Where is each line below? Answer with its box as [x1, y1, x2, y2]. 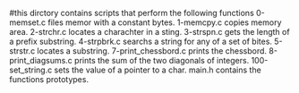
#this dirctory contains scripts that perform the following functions [9, 8, 255, 18]
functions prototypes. [9, 74, 90, 84]
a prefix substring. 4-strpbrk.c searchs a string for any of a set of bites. [9, 36, 273, 46]
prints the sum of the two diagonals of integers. [74, 55, 250, 65]
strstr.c [9, 46, 36, 56]
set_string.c [9, 64, 53, 75]
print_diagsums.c [9, 55, 73, 65]
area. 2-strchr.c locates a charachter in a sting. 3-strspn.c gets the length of [9, 27, 290, 37]
